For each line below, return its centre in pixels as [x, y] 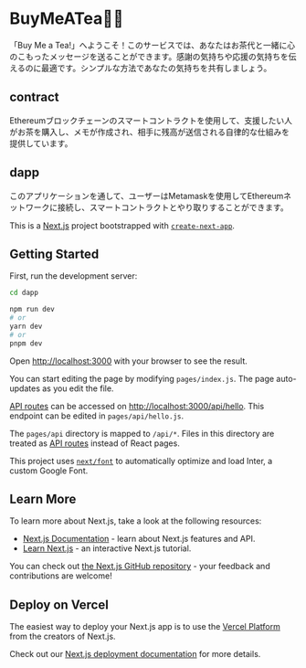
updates [25, 388]
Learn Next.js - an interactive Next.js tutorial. [107, 548]
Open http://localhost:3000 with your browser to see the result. [129, 361]
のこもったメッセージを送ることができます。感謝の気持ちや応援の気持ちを [149, 56]
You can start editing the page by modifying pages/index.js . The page [142, 378]
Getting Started [54, 254]
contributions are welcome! [61, 576]
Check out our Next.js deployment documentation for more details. [135, 654]
